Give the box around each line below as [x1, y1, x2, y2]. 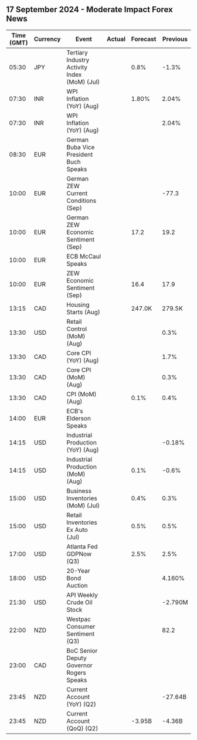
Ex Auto [66, 525, 88, 534]
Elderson [66, 414, 91, 422]
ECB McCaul [66, 252, 101, 260]
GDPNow [66, 549, 92, 558]
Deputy [66, 654, 87, 662]
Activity [66, 63, 88, 71]
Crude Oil [66, 598, 93, 606]
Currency [33, 35, 61, 43]
